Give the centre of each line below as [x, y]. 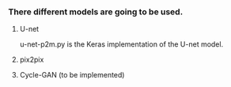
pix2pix [32, 60]
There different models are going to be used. [96, 12]
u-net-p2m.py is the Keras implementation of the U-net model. [121, 44]
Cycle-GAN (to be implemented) [72, 75]
